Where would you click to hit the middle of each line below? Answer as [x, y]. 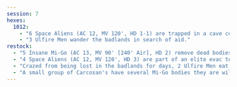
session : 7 [23, 14]
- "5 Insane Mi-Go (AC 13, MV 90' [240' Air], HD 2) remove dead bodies [122, 53]
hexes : [16, 20]
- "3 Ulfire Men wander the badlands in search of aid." [105, 40]
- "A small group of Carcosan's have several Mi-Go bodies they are [116, 72]
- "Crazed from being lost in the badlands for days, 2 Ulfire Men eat [121, 66]
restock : [19, 46]
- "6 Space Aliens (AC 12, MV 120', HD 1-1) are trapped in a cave [121, 33]
